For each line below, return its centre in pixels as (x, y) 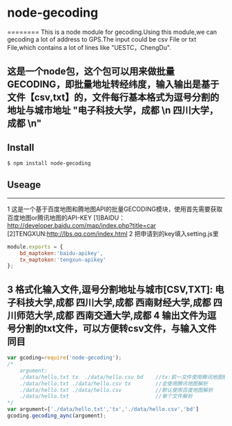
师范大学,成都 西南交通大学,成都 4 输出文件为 (112, 316)
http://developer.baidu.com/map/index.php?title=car (82, 225)
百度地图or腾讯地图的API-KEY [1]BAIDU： (66, 218)
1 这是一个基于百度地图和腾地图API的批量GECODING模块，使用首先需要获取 (115, 208)
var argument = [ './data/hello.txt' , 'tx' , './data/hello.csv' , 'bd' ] (103, 409)
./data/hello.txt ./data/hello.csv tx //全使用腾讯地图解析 (114, 383)
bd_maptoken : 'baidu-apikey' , (61, 253)
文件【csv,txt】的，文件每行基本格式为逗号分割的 (113, 97)
